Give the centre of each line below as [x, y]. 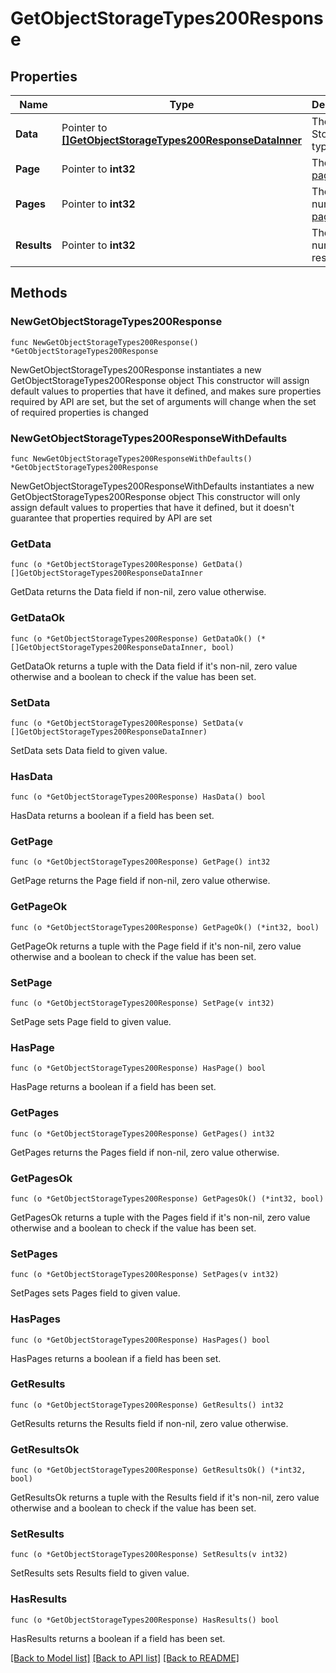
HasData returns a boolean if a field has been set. [112, 816]
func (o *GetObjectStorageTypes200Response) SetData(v [127, 723]
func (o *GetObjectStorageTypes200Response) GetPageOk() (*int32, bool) [165, 927]
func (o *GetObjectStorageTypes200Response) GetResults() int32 [147, 1405]
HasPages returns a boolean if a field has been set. [116, 1358]
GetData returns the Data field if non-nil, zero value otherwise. [138, 592]
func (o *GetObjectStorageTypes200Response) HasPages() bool [140, 1340]
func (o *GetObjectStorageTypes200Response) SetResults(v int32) [149, 1555]
